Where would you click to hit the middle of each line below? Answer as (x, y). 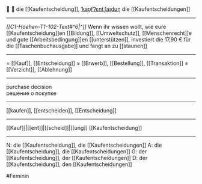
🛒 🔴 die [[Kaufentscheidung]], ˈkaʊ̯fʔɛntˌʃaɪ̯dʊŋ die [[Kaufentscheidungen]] (98, 9)
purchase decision (29, 87)
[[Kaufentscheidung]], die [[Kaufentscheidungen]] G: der (77, 152)
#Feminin (18, 176)
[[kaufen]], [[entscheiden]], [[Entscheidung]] (62, 110)
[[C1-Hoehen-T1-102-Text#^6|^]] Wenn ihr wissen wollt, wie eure (86, 27)
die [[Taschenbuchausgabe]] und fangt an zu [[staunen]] (77, 46)
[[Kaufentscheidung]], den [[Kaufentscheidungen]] (69, 164)
